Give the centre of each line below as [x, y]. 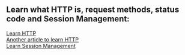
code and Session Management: [68, 19]
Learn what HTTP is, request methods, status [93, 10]
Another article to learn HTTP [43, 39]
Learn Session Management [41, 46]
